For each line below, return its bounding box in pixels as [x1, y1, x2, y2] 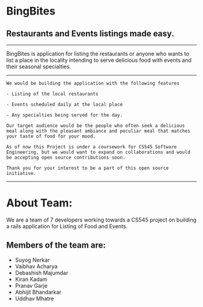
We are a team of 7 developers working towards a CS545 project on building [6, 216, 197, 223]
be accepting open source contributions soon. [6, 154, 126, 160]
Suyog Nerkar [14, 256, 50, 263]
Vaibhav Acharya [14, 262, 58, 270]
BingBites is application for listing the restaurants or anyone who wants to [6, 50, 189, 57]
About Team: [6, 196, 72, 210]
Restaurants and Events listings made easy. [6, 28, 175, 39]
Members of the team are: [6, 240, 106, 251]
